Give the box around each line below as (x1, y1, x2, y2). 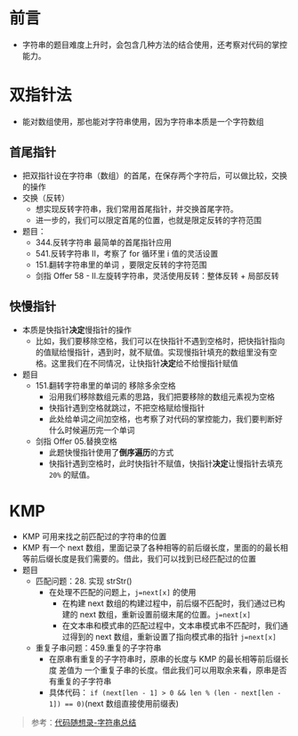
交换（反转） (21, 192, 69, 203)
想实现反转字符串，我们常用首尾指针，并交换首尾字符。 (35, 203, 238, 214)
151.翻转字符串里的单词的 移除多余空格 (35, 380, 176, 390)
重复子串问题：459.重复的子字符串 (35, 642, 162, 653)
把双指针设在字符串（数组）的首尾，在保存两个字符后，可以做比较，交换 (21, 170, 287, 181)
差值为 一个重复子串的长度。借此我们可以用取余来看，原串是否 (59, 665, 287, 675)
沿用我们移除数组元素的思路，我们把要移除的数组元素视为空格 (48, 391, 276, 402)
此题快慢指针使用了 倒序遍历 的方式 (48, 446, 174, 457)
